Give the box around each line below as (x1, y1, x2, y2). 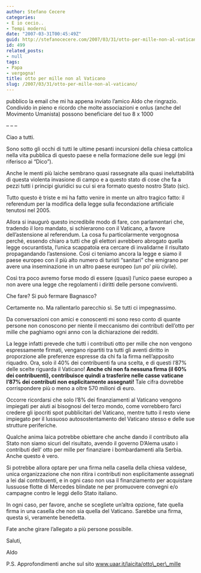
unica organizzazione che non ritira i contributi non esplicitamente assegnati (6, 471, 194, 477)
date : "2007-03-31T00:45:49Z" (6, 31, 82, 37)
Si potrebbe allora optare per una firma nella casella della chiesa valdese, (6, 464, 187, 471)
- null (6, 53, 23, 59)
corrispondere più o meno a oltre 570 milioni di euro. (6, 385, 136, 391)
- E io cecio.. (6, 20, 44, 26)
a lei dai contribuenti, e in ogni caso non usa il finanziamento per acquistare (6, 477, 193, 484)
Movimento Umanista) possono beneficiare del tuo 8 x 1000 (6, 110, 154, 117)
